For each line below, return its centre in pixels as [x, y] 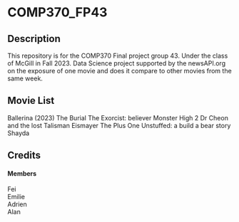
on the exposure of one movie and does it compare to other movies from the [119, 71]
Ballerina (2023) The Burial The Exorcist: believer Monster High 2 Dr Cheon [118, 117]
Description [34, 39]
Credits [24, 155]
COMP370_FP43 [57, 12]
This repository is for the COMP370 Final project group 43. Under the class [118, 55]
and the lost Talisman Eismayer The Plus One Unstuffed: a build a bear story [119, 125]
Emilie [16, 197]
